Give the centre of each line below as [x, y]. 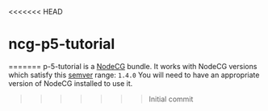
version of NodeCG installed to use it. [71, 83]
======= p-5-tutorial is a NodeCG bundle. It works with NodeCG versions [133, 66]
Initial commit [171, 99]
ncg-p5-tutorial [62, 44]
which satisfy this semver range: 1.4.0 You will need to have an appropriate [134, 75]
